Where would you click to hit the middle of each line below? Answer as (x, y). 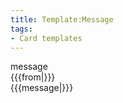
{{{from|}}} (33, 77)
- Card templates (46, 38)
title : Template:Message (62, 19)
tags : (21, 29)
